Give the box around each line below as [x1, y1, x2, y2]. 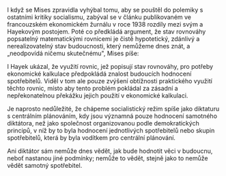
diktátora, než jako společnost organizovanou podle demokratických [7, 119, 199, 127]
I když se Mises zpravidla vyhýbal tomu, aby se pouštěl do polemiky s [7, 6, 203, 14]
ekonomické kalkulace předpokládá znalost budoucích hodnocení [7, 70, 192, 78]
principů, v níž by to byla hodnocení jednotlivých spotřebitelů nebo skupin [7, 126, 215, 134]
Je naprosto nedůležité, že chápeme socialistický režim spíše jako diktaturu [7, 105, 220, 113]
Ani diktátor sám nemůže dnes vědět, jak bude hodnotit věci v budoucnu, [7, 147, 213, 155]
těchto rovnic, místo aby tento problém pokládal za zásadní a [7, 85, 179, 92]
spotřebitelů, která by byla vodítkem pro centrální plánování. [7, 134, 176, 142]
